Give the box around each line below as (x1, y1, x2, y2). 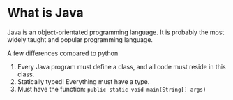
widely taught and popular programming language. (7, 35, 153, 43)
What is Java (7, 5, 84, 21)
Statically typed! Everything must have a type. (17, 77, 150, 85)
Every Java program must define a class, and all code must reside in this (17, 62, 226, 71)
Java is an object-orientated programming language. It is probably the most (7, 28, 225, 36)
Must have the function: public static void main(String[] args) (17, 85, 206, 93)
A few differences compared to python (7, 49, 119, 57)
